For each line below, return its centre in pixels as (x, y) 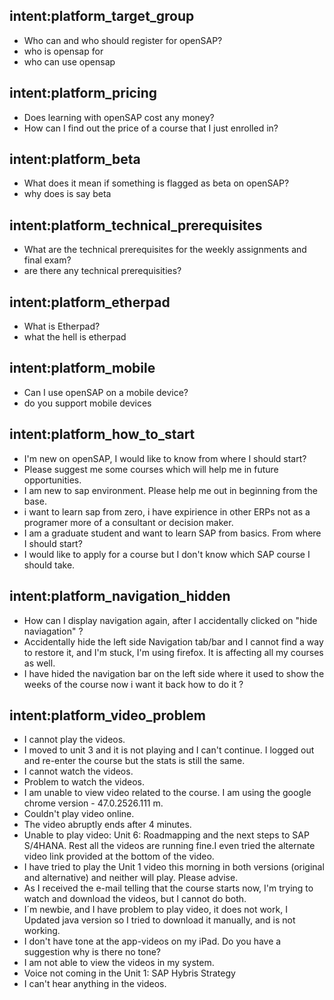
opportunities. (52, 480)
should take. (49, 565)
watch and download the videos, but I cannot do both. (135, 899)
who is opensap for (63, 51)
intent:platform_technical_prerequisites (136, 225)
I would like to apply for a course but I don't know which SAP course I (167, 554)
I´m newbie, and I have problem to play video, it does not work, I (155, 910)
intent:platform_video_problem (108, 715)
